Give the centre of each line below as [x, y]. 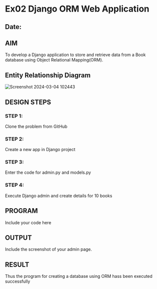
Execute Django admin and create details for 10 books [59, 196]
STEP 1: [14, 116]
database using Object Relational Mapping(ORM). [54, 60]
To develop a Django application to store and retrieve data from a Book [75, 55]
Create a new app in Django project [40, 150]
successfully [18, 281]
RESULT [17, 265]
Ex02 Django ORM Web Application [77, 9]
